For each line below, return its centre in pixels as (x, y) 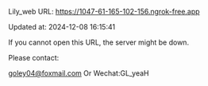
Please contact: (34, 58)
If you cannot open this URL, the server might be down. (98, 42)
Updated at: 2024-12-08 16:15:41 (62, 27)
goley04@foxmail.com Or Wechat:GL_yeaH (79, 73)
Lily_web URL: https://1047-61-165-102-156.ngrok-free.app (104, 12)
